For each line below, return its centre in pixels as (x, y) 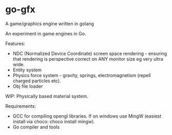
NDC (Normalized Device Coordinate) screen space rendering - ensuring (90, 53)
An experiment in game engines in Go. (46, 33)
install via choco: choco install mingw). (54, 121)
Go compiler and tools (36, 127)
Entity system (27, 70)
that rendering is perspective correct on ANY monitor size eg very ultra (88, 59)
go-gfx (21, 9)
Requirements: (21, 106)
